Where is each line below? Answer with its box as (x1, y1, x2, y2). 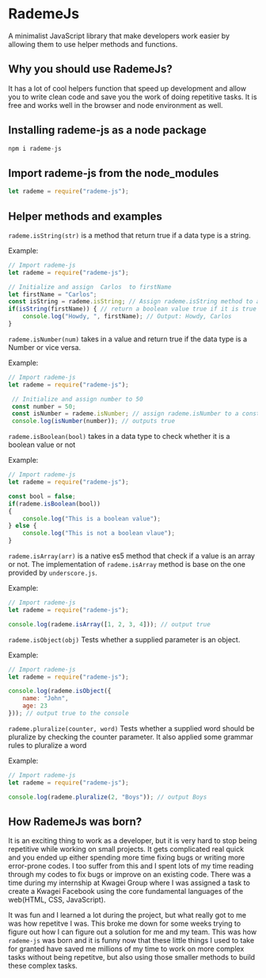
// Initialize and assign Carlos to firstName (8, 283, 172, 291)
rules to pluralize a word (8, 740, 87, 750)
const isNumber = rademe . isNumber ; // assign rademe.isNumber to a (11, 410, 239, 418)
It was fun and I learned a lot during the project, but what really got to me (8, 911, 247, 920)
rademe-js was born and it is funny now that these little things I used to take (8, 936, 255, 945)
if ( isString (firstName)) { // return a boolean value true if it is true (8, 305, 257, 314)
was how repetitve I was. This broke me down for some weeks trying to (8, 918, 241, 929)
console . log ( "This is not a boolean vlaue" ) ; (22, 529, 176, 537)
